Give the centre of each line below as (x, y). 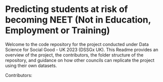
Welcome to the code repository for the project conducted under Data (77, 44)
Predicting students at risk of (67, 9)
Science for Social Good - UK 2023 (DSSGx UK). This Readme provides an (82, 49)
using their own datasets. (31, 65)
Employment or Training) (58, 30)
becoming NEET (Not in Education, (78, 20)
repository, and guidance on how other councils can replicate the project (80, 60)
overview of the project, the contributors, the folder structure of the (74, 55)
